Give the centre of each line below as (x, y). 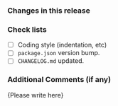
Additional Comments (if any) (59, 80)
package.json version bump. (59, 53)
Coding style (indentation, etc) (62, 45)
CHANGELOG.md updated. (51, 61)
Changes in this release (49, 11)
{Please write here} (36, 95)
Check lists (27, 29)
